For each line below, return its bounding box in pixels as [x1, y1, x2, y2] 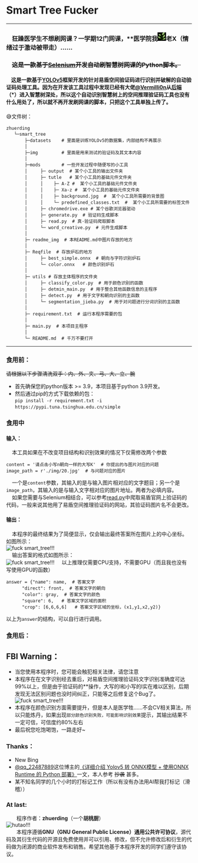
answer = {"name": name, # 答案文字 [6, 579, 95, 585]
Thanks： [6, 742, 34, 751]
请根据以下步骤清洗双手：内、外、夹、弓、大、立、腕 [6, 370, 136, 377]
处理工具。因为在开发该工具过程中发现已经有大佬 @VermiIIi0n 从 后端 [16, 84, 182, 91]
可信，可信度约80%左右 [25, 719, 84, 726]
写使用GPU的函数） [6, 566, 54, 573]
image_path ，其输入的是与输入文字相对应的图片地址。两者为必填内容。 [6, 487, 177, 494]
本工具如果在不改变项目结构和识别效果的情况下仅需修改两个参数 [11, 449, 167, 456]
